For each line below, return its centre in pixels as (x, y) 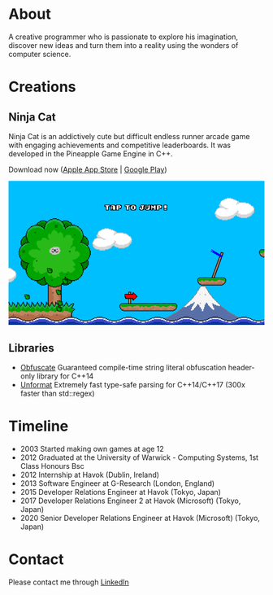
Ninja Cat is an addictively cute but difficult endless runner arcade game (129, 136)
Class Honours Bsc (52, 466)
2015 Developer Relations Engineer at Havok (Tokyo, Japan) (121, 492)
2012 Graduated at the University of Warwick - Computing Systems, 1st (139, 457)
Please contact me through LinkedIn (69, 582)
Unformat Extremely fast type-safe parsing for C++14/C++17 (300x (133, 385)
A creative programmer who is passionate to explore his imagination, (123, 37)
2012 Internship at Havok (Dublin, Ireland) (90, 475)
